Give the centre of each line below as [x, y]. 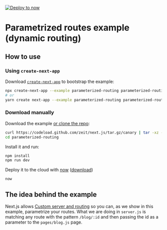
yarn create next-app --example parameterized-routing [63, 100]
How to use [23, 56]
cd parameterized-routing [32, 137]
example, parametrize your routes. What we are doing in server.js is [76, 212]
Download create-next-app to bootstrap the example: [60, 81]
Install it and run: [22, 147]
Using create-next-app [33, 71]
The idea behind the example [51, 194]
